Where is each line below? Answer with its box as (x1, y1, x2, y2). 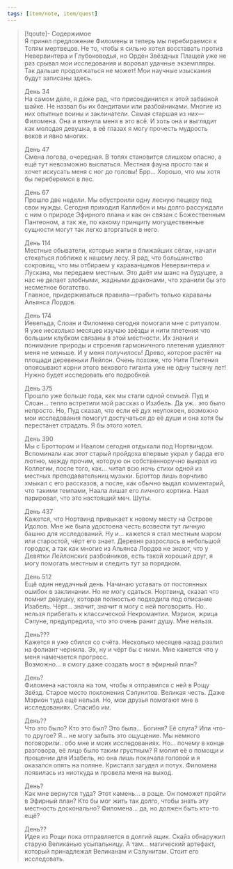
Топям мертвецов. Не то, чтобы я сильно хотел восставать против (24, 44, 223, 52)
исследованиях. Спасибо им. (24, 703, 112, 711)
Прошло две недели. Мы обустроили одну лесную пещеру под (24, 196, 212, 204)
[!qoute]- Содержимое (24, 29, 92, 38)
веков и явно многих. (24, 132, 88, 140)
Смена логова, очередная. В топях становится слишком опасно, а (24, 152, 222, 161)
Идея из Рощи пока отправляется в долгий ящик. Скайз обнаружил (24, 832, 225, 840)
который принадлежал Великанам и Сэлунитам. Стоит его (24, 847, 199, 855)
